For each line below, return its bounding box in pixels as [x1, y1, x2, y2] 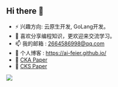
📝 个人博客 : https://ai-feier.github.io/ [14, 49, 107, 56]
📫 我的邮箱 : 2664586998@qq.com [14, 40, 105, 47]
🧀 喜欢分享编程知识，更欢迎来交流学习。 [14, 32, 116, 39]
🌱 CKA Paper [14, 56, 48, 63]
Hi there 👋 [6, 6, 44, 16]
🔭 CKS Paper [14, 62, 48, 69]
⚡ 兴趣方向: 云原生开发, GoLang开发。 [14, 22, 110, 30]
